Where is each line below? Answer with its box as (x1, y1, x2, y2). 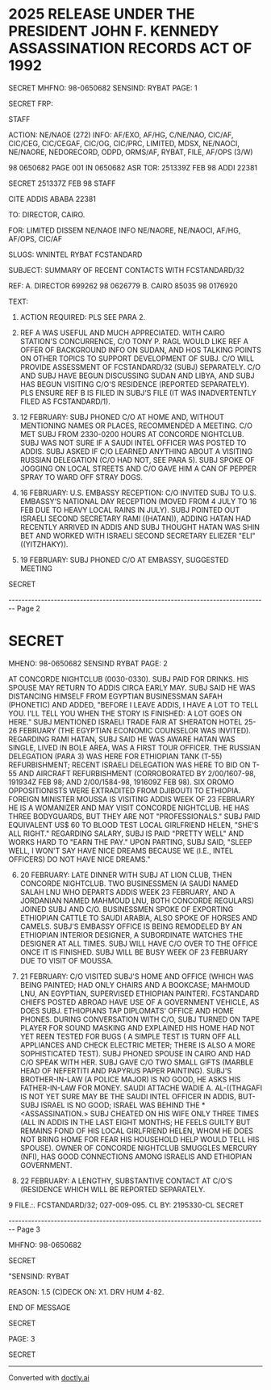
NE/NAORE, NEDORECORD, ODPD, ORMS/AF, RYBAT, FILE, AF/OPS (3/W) (8, 147, 253, 157)
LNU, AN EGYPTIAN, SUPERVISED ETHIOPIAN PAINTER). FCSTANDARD (19, 989, 260, 998)
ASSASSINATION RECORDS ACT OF (8, 40, 252, 57)
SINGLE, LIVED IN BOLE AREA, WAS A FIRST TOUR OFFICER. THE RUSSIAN (8, 742, 261, 752)
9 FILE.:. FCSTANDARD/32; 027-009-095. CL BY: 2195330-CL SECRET (8, 1200, 244, 1210)
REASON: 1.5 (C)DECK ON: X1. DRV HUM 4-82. (8, 1287, 165, 1296)
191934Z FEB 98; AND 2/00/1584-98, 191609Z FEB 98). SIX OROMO (8, 777, 235, 787)
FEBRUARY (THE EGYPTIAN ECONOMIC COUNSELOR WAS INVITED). (19, 725, 252, 735)
